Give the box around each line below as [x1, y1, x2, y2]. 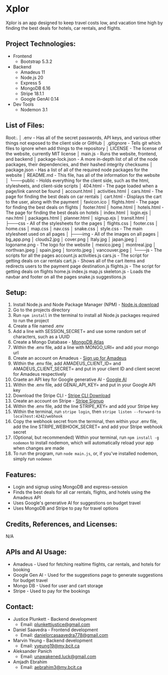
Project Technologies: [6, 40, 76, 48]
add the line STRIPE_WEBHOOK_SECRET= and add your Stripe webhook [13, 424, 162, 430]
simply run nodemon [13, 456, 52, 462]
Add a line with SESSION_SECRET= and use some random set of [13, 328, 146, 334]
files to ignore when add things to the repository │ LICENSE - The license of [6, 145, 162, 151]
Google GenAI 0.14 [20, 96, 59, 102]
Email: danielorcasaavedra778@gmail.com [20, 632, 108, 638]
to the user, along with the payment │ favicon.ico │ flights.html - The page [6, 198, 159, 205]
